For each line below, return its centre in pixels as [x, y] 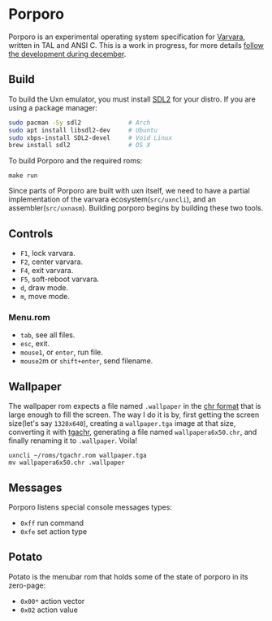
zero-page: [27, 585]
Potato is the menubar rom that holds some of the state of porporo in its [129, 576]
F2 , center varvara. [52, 262]
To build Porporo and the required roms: [76, 161]
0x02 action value [49, 610]
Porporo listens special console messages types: [91, 507]
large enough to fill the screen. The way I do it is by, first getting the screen [134, 415]
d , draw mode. [44, 288]
